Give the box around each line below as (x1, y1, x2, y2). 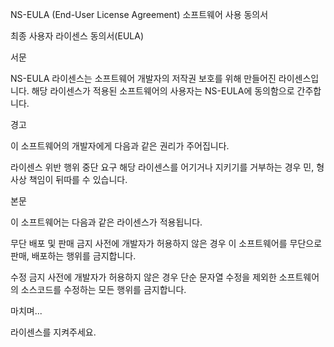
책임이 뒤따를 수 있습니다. (28, 174, 128, 185)
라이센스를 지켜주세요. (10, 326, 97, 338)
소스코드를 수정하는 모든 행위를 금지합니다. (20, 284, 187, 295)
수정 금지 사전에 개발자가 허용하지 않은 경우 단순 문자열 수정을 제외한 (10, 271, 277, 283)
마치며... (10, 305, 43, 317)
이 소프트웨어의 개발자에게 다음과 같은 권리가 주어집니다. (10, 140, 230, 152)
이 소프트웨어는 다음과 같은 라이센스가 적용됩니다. (10, 216, 203, 228)
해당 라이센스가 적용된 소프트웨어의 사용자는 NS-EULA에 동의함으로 (31, 85, 295, 97)
